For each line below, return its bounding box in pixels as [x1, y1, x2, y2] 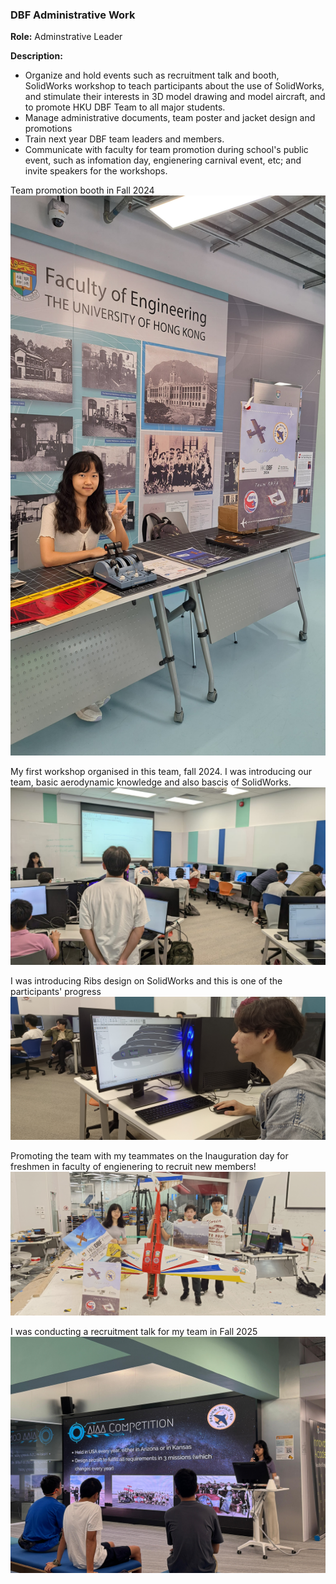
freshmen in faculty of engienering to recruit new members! [10, 1161, 257, 1173]
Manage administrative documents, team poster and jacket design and [24, 112, 316, 124]
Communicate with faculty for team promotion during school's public [24, 144, 309, 156]
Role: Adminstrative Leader [10, 31, 123, 43]
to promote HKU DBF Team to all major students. [24, 101, 226, 113]
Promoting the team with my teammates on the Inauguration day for [10, 1150, 289, 1162]
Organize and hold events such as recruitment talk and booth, [24, 69, 280, 82]
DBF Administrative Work [10, 8, 136, 22]
